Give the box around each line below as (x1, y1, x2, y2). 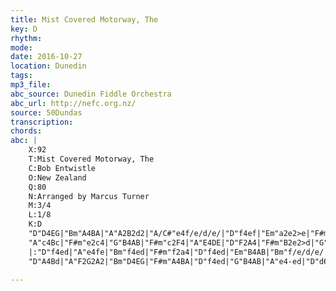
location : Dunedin (10, 61, 87, 71)
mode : (10, 42, 33, 53)
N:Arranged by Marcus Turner (28, 191, 150, 201)
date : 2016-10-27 (10, 52, 83, 62)
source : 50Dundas (10, 107, 83, 118)
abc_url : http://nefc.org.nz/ (10, 98, 137, 108)
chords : (10, 126, 43, 136)
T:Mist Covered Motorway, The (28, 154, 155, 164)
